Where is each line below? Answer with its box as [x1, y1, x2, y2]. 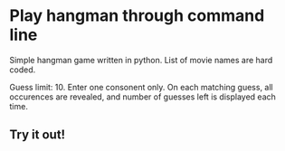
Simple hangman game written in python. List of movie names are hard [9, 54, 273, 65]
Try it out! [9, 127, 66, 143]
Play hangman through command [9, 5, 265, 26]
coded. [9, 64, 36, 75]
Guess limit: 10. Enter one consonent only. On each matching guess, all [9, 81, 273, 92]
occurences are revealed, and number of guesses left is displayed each [9, 91, 276, 102]
